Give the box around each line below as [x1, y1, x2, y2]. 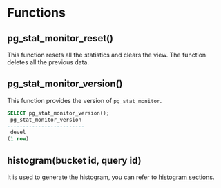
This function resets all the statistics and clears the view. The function [7, 50, 206, 59]
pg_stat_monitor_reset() [7, 32, 114, 44]
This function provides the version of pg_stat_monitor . [7, 96, 162, 104]
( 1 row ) [7, 135, 30, 142]
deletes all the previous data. [7, 58, 90, 66]
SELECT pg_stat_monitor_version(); [7, 109, 110, 117]
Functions [7, 5, 66, 21]
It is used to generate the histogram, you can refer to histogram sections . [7, 173, 215, 181]
